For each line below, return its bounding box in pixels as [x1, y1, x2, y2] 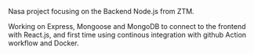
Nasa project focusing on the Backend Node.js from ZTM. [8, 7, 194, 16]
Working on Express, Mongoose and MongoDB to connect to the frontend [8, 22, 246, 31]
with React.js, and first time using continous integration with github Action [8, 31, 247, 39]
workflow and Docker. [8, 38, 79, 48]
